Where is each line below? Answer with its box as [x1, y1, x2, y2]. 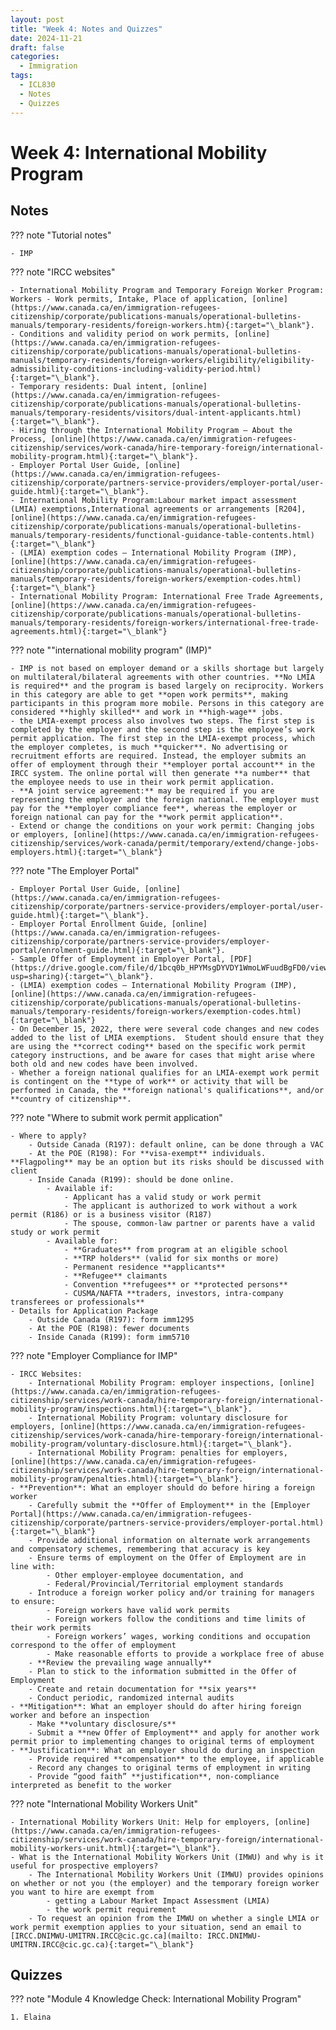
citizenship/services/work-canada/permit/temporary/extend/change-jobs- [10, 838, 320, 848]
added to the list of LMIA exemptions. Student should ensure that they [10, 1032, 325, 1043]
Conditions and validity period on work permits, [19, 329, 230, 339]
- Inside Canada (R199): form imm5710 [28, 1332, 190, 1342]
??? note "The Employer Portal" [10, 864, 140, 876]
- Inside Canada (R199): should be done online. [28, 1174, 235, 1185]
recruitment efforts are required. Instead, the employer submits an [10, 751, 307, 761]
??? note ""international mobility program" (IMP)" [10, 644, 212, 656]
